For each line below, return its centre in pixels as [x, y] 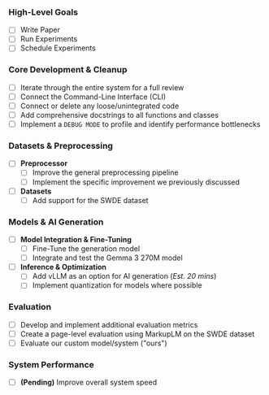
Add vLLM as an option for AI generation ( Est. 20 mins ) [124, 276]
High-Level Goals [43, 12]
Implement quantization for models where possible [117, 285]
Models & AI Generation [56, 222]
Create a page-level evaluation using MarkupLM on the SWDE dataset [137, 334]
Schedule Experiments [58, 48]
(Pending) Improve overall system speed [88, 382]
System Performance [52, 364]
